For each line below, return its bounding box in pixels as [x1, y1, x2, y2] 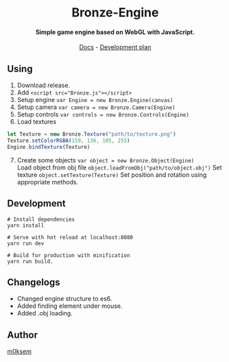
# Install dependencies [7, 216, 75, 223]
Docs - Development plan [79, 43, 152, 51]
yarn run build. [7, 258, 53, 265]
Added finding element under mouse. [16, 302, 123, 310]
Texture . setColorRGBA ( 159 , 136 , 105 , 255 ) [7, 137, 130, 145]
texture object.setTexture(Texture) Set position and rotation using [16, 170, 207, 179]
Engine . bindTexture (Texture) [7, 143, 91, 150]
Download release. [16, 81, 71, 90]
